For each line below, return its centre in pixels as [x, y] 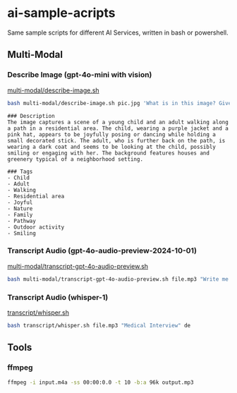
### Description [31, 116]
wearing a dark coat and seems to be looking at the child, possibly [112, 147]
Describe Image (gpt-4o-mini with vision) [80, 75]
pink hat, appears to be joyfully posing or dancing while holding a [112, 134]
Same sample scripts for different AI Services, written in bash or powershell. [118, 32]
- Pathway [22, 221]
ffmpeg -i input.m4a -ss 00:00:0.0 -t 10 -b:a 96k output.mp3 [101, 382]
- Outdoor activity [36, 227]
